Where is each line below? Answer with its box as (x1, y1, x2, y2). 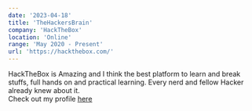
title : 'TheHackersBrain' (8, 19, 93, 27)
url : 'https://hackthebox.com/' (8, 48, 114, 55)
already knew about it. (8, 86, 80, 95)
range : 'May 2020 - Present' (8, 41, 104, 48)
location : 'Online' (8, 33, 72, 41)
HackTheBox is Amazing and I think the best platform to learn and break (8, 70, 241, 78)
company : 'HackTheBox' (8, 26, 82, 34)
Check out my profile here (8, 95, 93, 103)
